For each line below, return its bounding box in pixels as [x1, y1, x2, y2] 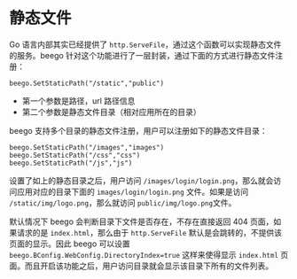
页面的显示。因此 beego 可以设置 [9, 238, 130, 249]
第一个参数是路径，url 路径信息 [21, 95, 136, 106]
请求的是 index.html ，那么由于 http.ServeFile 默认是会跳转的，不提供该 [16, 227, 282, 237]
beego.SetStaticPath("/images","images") [9, 143, 165, 151]
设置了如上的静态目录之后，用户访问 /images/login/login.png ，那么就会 [9, 174, 274, 186]
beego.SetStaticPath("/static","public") [9, 79, 165, 88]
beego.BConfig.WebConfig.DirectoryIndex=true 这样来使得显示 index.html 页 [9, 249, 289, 260]
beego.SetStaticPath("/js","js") [9, 159, 133, 167]
